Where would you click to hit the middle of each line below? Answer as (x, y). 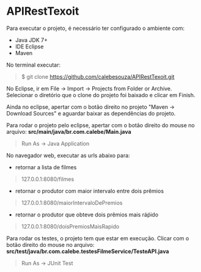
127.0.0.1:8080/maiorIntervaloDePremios (72, 202)
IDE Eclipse (29, 46)
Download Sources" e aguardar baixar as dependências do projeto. (91, 113)
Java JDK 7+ (31, 40)
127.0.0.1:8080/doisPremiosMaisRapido (70, 226)
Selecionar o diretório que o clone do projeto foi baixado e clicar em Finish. (101, 95)
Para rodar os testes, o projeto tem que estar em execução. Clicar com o (98, 238)
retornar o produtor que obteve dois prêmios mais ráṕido (87, 215)
